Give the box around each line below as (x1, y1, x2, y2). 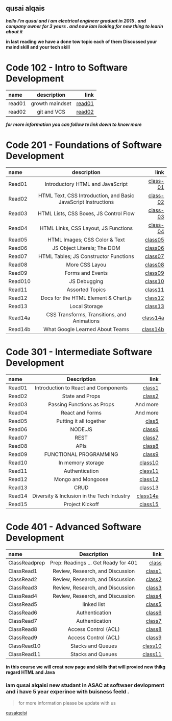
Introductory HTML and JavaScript (44, 180, 128, 187)
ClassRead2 (8, 576, 38, 583)
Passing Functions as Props (48, 401, 114, 408)
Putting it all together (56, 417, 107, 424)
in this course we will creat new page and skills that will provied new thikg (6, 664, 165, 670)
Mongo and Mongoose (54, 475, 109, 483)
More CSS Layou (66, 261, 107, 268)
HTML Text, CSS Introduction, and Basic (38, 192, 135, 199)
